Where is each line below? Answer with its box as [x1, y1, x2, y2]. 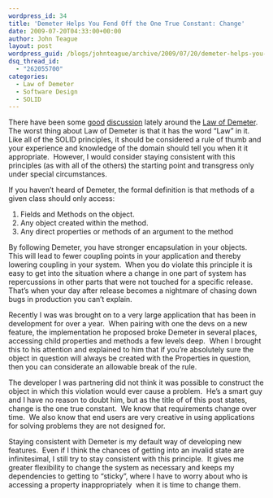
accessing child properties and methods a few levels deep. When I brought [8, 336, 262, 346]
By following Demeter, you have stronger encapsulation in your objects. [8, 242, 248, 252]
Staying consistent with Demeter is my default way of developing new [8, 437, 242, 447]
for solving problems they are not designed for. [8, 421, 166, 431]
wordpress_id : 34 [8, 11, 67, 20]
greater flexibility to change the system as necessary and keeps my [8, 463, 235, 473]
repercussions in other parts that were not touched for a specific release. [8, 277, 253, 287]
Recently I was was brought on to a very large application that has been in [8, 310, 256, 320]
